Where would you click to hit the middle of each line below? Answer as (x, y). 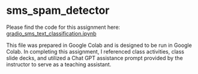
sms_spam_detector (58, 11)
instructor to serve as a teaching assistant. (59, 64)
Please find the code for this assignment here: (63, 27)
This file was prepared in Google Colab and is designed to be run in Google (99, 45)
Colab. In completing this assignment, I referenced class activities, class (95, 51)
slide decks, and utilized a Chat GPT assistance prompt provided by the (94, 58)
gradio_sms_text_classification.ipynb (52, 33)
